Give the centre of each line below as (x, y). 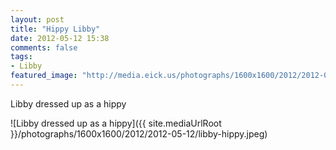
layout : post (37, 19)
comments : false (44, 47)
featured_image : (44, 76)
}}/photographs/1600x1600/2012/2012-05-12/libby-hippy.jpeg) (139, 133)
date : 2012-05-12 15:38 (60, 38)
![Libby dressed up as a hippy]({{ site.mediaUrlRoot (116, 123)
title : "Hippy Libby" (55, 29)
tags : (21, 57)
